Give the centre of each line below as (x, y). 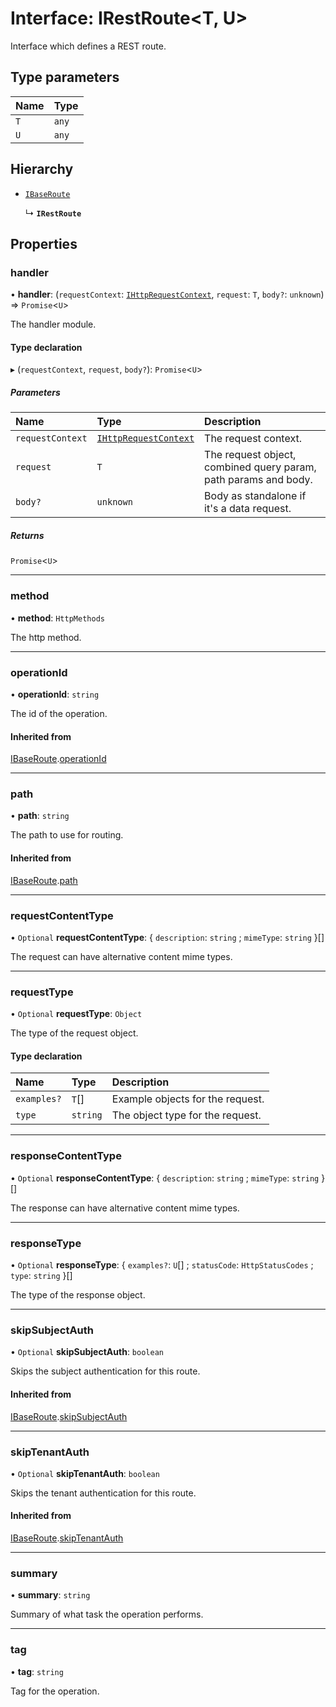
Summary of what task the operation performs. (107, 1614)
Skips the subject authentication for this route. (105, 1371)
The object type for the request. (186, 1115)
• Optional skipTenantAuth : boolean (85, 1473)
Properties (44, 243)
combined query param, (260, 467)
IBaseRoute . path (44, 880)
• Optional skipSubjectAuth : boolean (87, 1352)
